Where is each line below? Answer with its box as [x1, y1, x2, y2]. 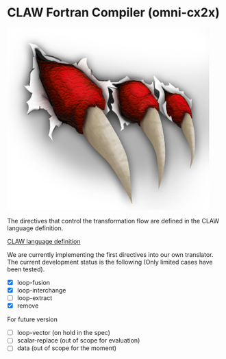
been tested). [7, 265, 45, 273]
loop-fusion [16, 278, 50, 286]
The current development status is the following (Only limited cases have [7, 258, 213, 266]
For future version [7, 315, 58, 323]
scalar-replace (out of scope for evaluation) [16, 336, 140, 345]
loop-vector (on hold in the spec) [16, 329, 111, 337]
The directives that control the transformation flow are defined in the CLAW [7, 216, 220, 225]
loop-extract [16, 294, 53, 302]
